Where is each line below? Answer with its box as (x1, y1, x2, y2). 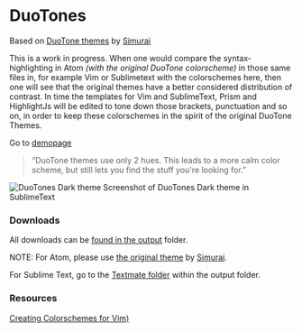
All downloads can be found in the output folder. (9, 235, 188, 245)
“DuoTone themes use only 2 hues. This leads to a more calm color (31, 154, 281, 165)
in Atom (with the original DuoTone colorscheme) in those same (54, 62, 291, 73)
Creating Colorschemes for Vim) (9, 312, 130, 323)
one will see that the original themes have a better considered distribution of (9, 81, 293, 92)
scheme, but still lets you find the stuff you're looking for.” (31, 164, 246, 175)
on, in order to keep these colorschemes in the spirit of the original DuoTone (9, 110, 292, 121)
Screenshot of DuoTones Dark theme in (103, 181, 250, 192)
